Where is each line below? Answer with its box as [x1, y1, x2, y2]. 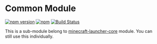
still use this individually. [5, 33, 54, 39]
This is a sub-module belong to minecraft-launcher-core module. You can [5, 28, 153, 34]
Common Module [5, 3, 76, 14]
